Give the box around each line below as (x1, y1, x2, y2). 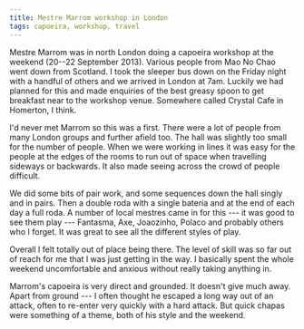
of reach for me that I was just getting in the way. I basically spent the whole (9, 253, 295, 264)
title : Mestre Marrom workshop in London (9, 13, 169, 23)
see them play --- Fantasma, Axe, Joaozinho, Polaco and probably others (9, 217, 284, 227)
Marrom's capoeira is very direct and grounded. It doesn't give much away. (9, 280, 291, 291)
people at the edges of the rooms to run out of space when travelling (9, 150, 267, 161)
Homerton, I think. (9, 104, 77, 115)
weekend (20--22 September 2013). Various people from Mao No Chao (9, 56, 277, 67)
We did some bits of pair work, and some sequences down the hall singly (9, 188, 283, 198)
